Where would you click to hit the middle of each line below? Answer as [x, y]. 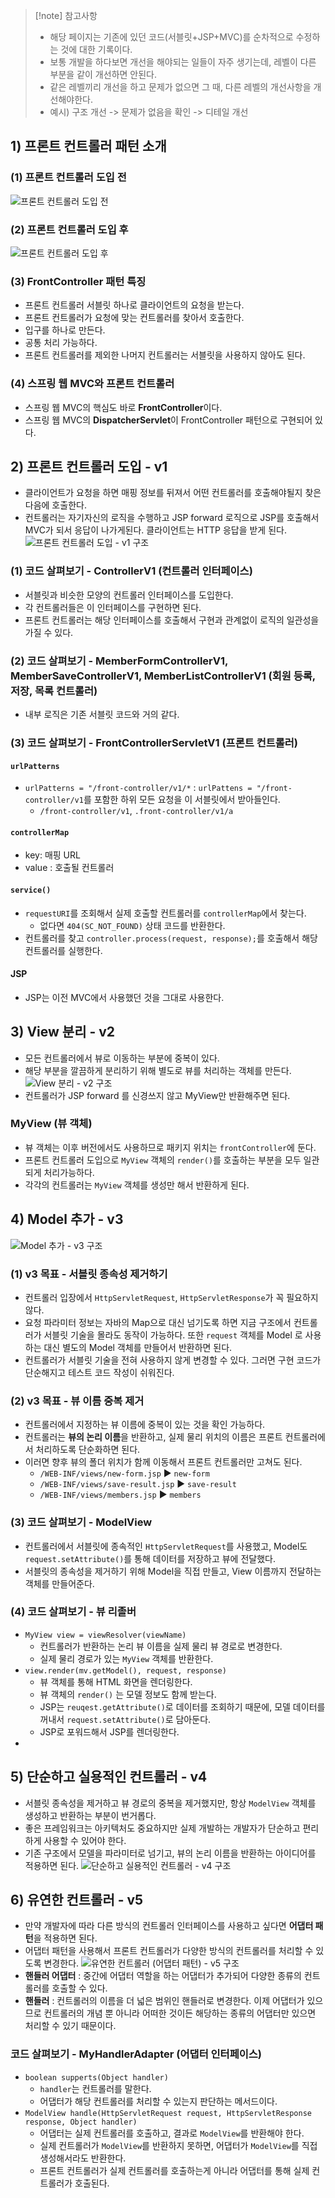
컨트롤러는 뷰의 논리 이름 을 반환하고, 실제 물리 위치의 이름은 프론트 [153, 1437]
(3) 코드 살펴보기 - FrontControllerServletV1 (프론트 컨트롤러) [154, 742]
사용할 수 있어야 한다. [85, 1840]
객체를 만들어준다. [59, 1583]
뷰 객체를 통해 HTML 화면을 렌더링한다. [116, 1681]
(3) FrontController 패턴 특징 [78, 281]
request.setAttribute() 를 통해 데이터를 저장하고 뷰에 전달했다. [150, 1558]
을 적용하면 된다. [65, 1938]
